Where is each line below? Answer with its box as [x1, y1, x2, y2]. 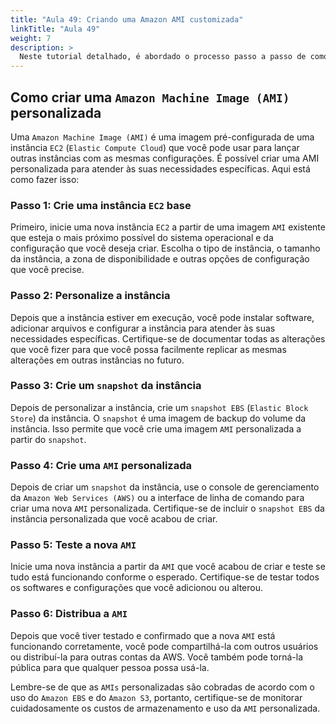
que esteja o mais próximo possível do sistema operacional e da [10, 232, 274, 244]
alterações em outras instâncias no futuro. [10, 354, 185, 366]
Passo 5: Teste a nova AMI [10, 538, 137, 552]
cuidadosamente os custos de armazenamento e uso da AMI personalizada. [10, 702, 321, 714]
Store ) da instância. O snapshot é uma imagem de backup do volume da [10, 412, 307, 424]
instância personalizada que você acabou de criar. [10, 513, 218, 525]
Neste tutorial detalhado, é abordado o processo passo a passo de [19, 52, 307, 62]
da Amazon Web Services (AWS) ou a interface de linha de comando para [10, 492, 305, 504]
